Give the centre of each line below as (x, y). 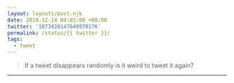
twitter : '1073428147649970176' (54, 26)
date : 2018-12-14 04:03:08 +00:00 (57, 20)
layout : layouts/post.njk (45, 13)
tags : (15, 39)
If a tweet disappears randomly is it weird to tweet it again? (109, 65)
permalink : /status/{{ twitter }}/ (59, 33)
